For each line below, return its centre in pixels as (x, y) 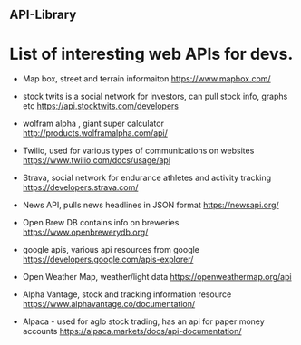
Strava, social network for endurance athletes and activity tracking (147, 178)
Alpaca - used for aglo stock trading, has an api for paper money (143, 321)
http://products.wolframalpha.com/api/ (95, 133)
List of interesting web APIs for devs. (151, 54)
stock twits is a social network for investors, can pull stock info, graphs (155, 96)
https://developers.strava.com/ (80, 187)
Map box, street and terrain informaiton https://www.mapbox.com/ (146, 79)
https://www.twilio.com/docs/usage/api (96, 160)
